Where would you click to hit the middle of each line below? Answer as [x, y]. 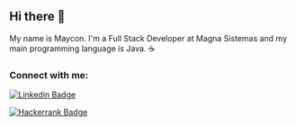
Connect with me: [49, 75]
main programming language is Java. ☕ [82, 48]
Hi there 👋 [37, 17]
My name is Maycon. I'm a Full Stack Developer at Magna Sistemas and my [148, 38]
